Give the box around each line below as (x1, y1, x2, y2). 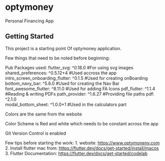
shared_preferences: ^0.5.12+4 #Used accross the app (5, 70, 117, 76)
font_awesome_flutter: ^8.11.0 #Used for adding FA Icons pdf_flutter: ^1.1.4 (5, 86, 156, 92)
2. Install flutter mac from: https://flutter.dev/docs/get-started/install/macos (5, 145, 159, 151)
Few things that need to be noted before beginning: (5, 55, 110, 61)
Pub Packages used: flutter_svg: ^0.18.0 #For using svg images (5, 64, 134, 70)
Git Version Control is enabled (5, 130, 66, 136)
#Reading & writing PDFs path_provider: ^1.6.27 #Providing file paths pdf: (5, 91, 155, 97)
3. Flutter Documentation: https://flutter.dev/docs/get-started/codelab (5, 150, 148, 156)
